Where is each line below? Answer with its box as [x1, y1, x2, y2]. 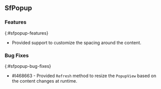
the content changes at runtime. [11, 78, 77, 84]
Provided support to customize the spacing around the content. [11, 40, 142, 45]
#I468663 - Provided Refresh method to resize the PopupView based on [11, 73, 157, 79]
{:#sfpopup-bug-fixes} [4, 63, 52, 69]
